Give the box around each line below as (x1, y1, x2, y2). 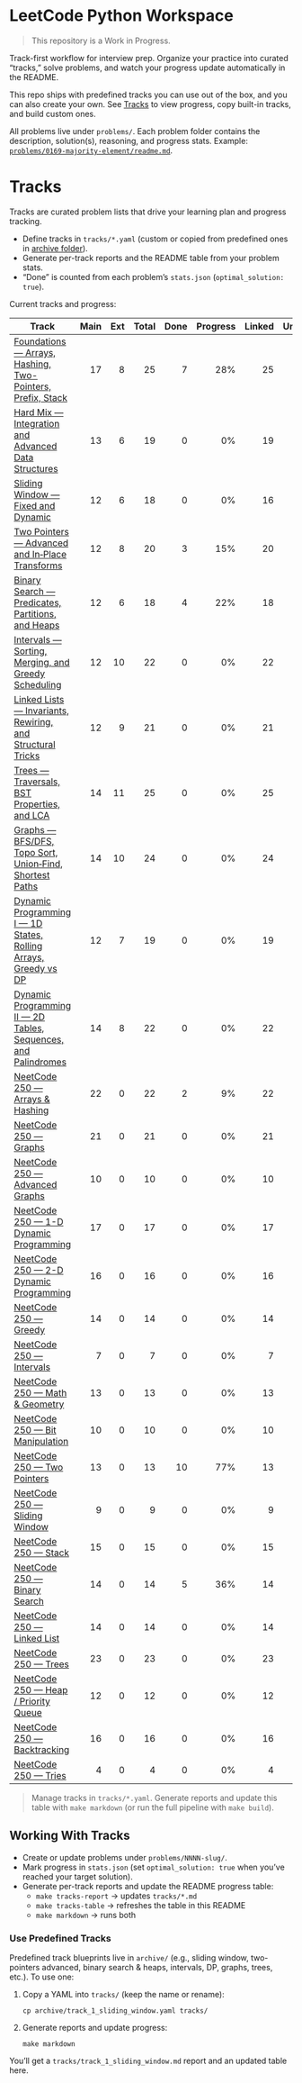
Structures (13, 462, 58, 475)
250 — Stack (13, 1546, 70, 1559)
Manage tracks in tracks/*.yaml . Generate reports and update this (31, 1792, 278, 1803)
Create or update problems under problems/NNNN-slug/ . (22, 1852, 227, 1862)
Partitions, (13, 607, 57, 620)
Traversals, (13, 775, 61, 788)
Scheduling (13, 678, 62, 691)
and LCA (13, 809, 50, 821)
